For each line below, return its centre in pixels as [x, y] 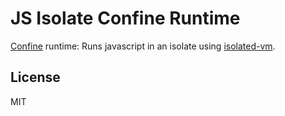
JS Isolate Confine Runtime [125, 18]
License [35, 77]
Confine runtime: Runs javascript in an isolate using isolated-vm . [143, 46]
